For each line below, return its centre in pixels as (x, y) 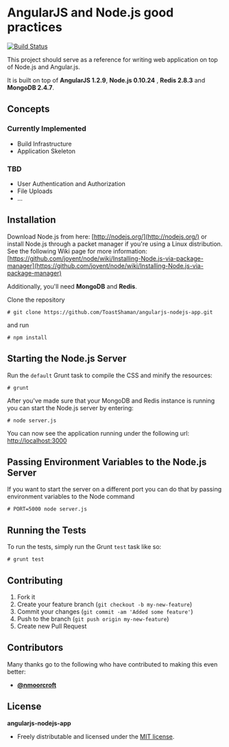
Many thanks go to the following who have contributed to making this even (112, 664)
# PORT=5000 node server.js (47, 509)
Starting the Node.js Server (67, 359)
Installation (32, 220)
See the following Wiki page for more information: (77, 251)
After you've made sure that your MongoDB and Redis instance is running (111, 401)
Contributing (35, 580)
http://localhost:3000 (37, 441)
